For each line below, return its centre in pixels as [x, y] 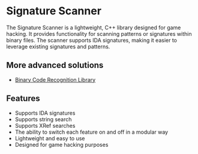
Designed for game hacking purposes [61, 144]
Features [23, 99]
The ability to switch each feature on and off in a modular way [91, 132]
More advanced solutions [55, 65]
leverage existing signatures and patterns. [58, 47]
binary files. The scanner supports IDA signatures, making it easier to [92, 40]
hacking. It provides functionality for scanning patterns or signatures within [99, 33]
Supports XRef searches [45, 125]
